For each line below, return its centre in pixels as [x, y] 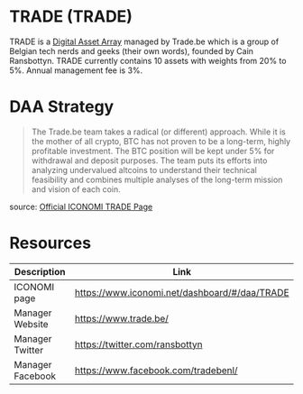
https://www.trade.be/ [122, 318]
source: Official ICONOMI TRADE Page [81, 206]
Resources [50, 243]
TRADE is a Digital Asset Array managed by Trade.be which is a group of [144, 41]
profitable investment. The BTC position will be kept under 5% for [153, 151]
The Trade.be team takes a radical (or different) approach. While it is [158, 132]
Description [40, 271]
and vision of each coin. [76, 189]
